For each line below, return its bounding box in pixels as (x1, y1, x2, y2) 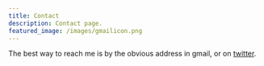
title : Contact (8, 11, 60, 20)
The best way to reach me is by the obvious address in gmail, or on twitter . (8, 49, 257, 59)
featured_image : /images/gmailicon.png (8, 27, 143, 35)
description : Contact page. (8, 19, 103, 27)
